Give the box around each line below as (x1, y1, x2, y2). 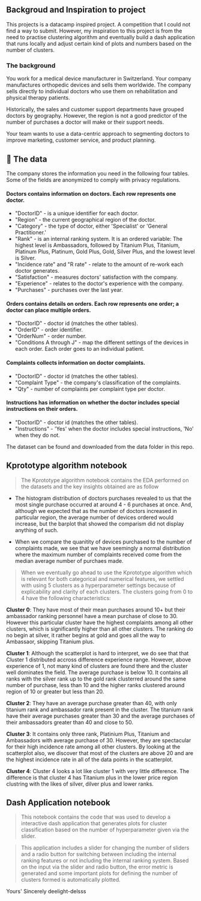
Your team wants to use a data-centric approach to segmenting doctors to (6, 130, 190, 138)
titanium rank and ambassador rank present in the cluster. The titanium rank (6, 706, 194, 713)
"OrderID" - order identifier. (14, 326, 83, 333)
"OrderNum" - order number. (14, 333, 87, 340)
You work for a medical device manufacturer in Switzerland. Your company (6, 75, 191, 82)
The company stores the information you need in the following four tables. (6, 169, 190, 177)
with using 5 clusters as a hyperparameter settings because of (20, 581, 176, 589)
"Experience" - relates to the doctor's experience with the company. (14, 280, 184, 287)
